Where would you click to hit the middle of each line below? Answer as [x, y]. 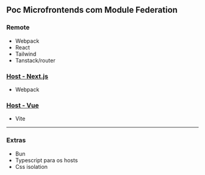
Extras [16, 140]
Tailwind [26, 54]
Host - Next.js [27, 76]
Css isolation [31, 166]
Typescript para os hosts [46, 160]
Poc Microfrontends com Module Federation [92, 10]
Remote [18, 28]
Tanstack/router [35, 60]
